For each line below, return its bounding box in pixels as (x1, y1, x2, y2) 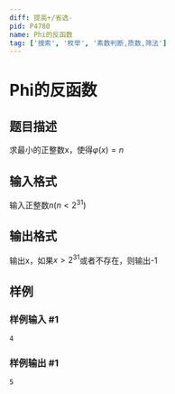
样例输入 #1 (9, 313, 59, 325)
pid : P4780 (9, 22, 51, 31)
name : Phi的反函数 (9, 30, 74, 39)
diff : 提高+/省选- (9, 13, 74, 23)
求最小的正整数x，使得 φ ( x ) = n (9, 145, 124, 155)
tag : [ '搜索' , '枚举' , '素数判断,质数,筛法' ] (9, 38, 167, 48)
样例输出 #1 (9, 356, 59, 369)
